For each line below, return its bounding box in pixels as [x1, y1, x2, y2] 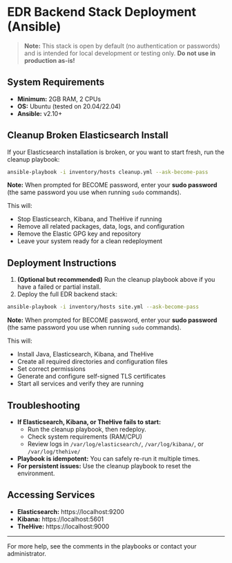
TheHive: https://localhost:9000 [17, 522, 110, 531]
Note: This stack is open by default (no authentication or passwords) [23, 41, 221, 50]
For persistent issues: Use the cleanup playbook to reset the [17, 461, 192, 470]
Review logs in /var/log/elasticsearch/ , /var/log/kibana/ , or [27, 439, 204, 448]
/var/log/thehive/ [27, 448, 81, 455]
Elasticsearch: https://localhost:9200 [17, 507, 124, 515]
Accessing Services [7, 489, 95, 501]
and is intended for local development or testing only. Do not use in [23, 49, 216, 57]
